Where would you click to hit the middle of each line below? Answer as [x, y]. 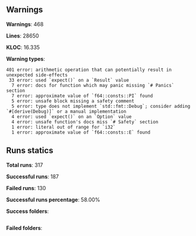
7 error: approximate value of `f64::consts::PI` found [82, 96]
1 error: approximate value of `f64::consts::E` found [81, 132]
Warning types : [26, 58]
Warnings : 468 [25, 24]
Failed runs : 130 [26, 188]
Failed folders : [24, 228]
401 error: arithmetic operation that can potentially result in [89, 70]
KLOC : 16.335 [23, 47]
